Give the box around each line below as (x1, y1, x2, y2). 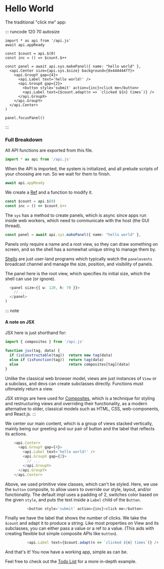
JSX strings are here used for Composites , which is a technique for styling (5, 395, 155, 401)
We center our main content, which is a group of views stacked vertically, (5, 420, 153, 426)
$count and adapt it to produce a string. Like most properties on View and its (5, 520, 159, 526)
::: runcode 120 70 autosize (5, 28, 60, 34)
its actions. (5, 431, 27, 437)
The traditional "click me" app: (5, 19, 67, 25)
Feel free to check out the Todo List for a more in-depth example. (5, 559, 137, 565)
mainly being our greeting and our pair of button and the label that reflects (5, 425, 155, 432)
